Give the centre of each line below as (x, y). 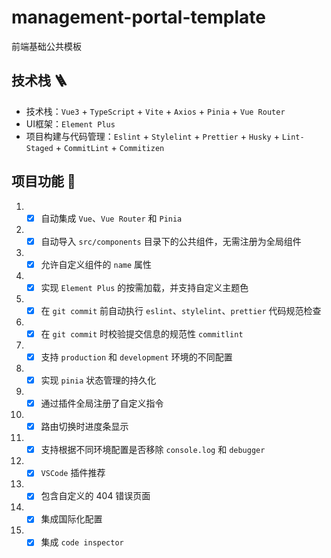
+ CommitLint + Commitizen (110, 147)
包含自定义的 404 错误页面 (95, 496)
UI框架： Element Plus (70, 123)
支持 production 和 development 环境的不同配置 (136, 357)
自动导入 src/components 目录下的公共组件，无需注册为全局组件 (171, 241)
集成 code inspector (82, 542)
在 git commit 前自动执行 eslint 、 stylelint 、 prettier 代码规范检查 (181, 310)
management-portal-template (138, 17)
